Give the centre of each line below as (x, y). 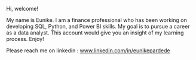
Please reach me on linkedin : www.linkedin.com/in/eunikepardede (88, 50)
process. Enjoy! (25, 39)
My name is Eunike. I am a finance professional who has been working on (97, 20)
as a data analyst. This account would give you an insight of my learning (95, 33)
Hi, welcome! (22, 9)
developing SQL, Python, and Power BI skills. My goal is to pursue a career (98, 26)
